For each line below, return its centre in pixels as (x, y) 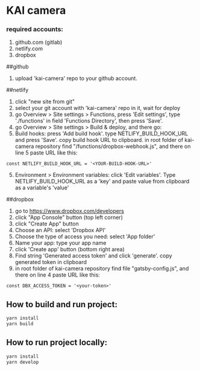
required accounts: (35, 29)
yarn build (20, 324)
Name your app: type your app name (61, 243)
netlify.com (29, 49)
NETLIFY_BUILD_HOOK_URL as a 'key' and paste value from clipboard (102, 182)
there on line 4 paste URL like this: (58, 275)
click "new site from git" (45, 102)
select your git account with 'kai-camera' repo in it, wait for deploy (98, 108)
